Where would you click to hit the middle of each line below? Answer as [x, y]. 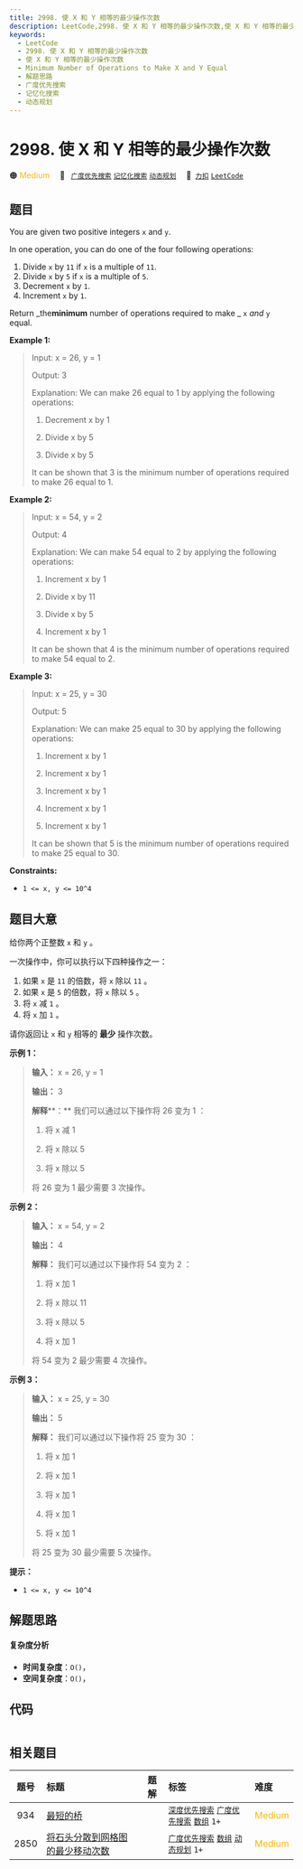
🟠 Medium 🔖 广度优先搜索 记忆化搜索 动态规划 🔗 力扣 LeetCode [126, 175]
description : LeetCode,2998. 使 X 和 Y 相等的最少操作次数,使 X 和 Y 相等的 [146, 26]
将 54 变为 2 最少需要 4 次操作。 [92, 1360]
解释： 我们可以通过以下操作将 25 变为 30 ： [114, 1437]
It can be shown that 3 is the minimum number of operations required [160, 473]
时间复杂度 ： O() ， [56, 1667]
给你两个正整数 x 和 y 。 [54, 942]
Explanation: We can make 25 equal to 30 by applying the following [156, 729]
